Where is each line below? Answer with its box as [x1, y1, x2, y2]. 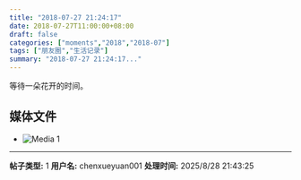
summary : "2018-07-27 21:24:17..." [9, 55, 142, 64]
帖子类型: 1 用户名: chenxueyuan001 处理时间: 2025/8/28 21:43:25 [9, 160, 254, 171]
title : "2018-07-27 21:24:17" [9, 13, 123, 22]
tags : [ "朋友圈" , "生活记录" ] [9, 47, 109, 56]
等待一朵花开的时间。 [9, 81, 88, 90]
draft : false [9, 30, 58, 39]
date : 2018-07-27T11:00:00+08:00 [9, 21, 134, 30]
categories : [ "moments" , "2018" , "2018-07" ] [9, 38, 170, 47]
